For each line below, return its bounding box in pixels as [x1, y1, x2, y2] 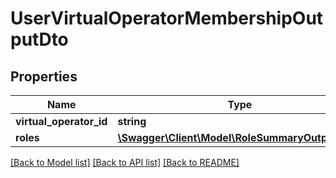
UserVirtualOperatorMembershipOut [10, 7, 324, 30]
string [117, 115, 147, 128]
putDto [10, 28, 69, 51]
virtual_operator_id [15, 115, 108, 128]
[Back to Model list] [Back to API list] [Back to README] [10, 157, 240, 168]
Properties [10, 68, 78, 85]
